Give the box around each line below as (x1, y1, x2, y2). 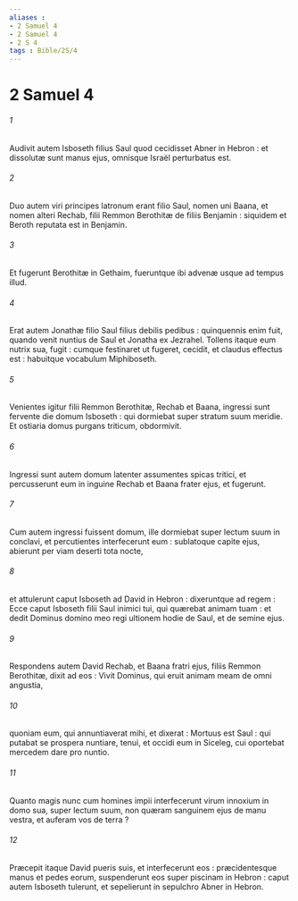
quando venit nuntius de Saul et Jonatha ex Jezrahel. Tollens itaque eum (9, 334, 277, 345)
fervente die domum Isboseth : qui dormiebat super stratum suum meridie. (9, 411, 284, 422)
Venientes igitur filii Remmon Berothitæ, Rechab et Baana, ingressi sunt (9, 401, 270, 412)
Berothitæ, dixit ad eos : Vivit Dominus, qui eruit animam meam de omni (9, 670, 272, 681)
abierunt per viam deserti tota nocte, (9, 545, 144, 556)
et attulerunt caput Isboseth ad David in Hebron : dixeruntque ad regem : (9, 594, 277, 604)
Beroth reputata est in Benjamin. (9, 219, 128, 230)
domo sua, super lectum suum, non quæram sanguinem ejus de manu (9, 804, 267, 815)
